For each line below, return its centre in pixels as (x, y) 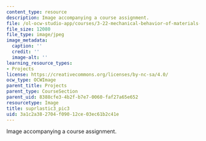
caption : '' (27, 46)
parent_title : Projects (37, 86)
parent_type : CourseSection (42, 92)
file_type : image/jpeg (35, 35)
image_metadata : (27, 40)
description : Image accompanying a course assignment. (78, 18)
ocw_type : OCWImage (31, 80)
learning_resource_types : (39, 63)
